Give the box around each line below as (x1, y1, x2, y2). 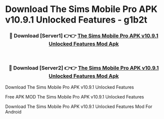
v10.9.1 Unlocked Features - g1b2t (5, 14, 148, 25)
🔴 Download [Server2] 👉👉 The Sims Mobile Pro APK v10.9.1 (8, 64, 159, 71)
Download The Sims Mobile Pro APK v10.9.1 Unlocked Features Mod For (5, 103, 153, 109)
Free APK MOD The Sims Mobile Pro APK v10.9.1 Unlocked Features (5, 93, 145, 99)
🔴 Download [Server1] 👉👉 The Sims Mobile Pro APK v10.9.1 (9, 32, 159, 39)
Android (5, 108, 21, 114)
